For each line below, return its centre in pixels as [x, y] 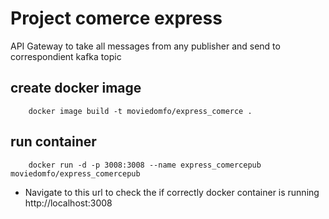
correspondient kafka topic [66, 56]
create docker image [76, 88]
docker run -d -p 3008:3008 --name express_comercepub [145, 165]
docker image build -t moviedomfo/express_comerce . [140, 111]
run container [53, 142]
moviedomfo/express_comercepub [75, 173]
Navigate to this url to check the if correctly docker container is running [172, 192]
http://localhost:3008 [68, 203]
